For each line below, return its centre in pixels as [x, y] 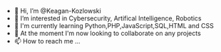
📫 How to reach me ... [47, 41]
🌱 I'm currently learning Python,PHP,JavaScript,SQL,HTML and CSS [114, 26]
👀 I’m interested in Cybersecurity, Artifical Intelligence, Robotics [108, 18]
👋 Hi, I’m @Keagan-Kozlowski [57, 11]
